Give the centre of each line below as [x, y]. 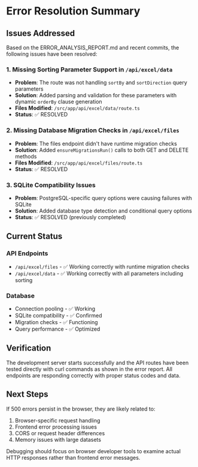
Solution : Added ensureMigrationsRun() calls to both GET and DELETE [102, 150]
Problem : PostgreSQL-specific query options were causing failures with [103, 198]
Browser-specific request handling [57, 420]
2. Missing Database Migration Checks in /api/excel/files [93, 130]
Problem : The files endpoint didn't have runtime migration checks [96, 143]
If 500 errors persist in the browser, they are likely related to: [81, 409]
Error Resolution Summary [73, 11]
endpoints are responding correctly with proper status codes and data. [93, 375]
